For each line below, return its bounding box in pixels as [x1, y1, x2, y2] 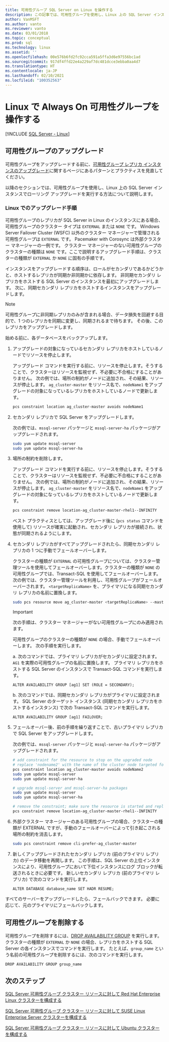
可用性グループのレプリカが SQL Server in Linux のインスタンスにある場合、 [5, 217, 163, 223]
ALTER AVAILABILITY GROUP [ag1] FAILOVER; [12, 715, 103, 720]
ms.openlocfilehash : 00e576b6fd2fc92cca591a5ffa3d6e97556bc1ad [5, 54, 141, 60]
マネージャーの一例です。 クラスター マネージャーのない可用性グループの [11, 242, 162, 248]
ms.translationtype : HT [5, 64, 55, 69]
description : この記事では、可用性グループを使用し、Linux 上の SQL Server [5, 12, 151, 17]
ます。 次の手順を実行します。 [21, 642, 84, 649]
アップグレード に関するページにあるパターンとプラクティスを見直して [18, 167, 163, 173]
